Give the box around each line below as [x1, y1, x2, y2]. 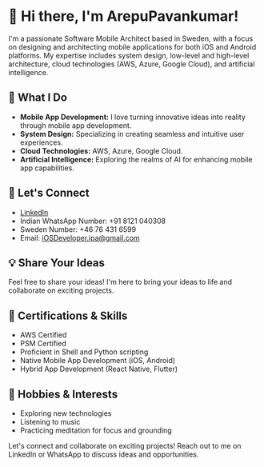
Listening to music [19, 417, 81, 426]
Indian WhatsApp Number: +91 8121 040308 [19, 216, 166, 226]
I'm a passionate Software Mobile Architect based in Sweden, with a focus [8, 34, 254, 43]
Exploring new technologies [19, 409, 112, 418]
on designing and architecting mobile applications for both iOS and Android [8, 42, 257, 51]
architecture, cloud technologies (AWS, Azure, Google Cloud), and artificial [8, 59, 255, 69]
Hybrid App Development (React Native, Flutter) [19, 364, 178, 374]
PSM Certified [19, 339, 66, 349]
